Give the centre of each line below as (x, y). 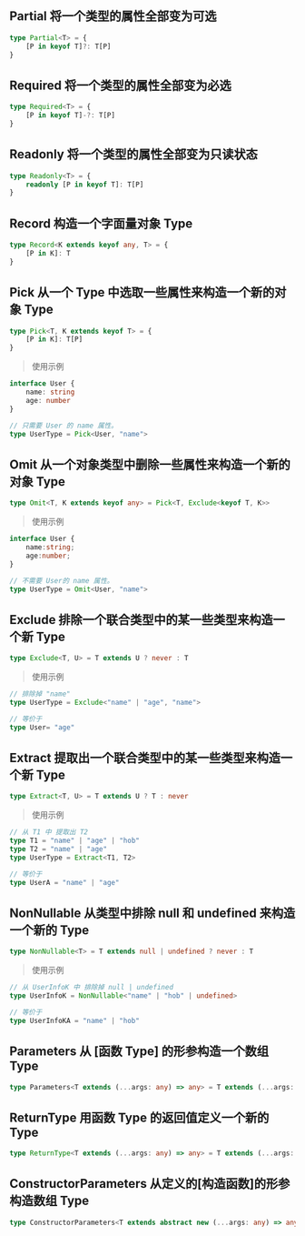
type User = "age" (42, 727)
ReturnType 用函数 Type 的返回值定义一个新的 (139, 1117)
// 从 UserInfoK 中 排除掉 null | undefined (92, 988)
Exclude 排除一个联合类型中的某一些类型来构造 (142, 620)
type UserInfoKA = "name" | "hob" (75, 1020)
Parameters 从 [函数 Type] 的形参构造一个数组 (139, 1052)
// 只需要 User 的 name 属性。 (64, 426)
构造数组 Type (49, 1201)
